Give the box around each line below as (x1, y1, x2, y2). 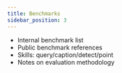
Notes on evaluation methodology (17, 58, 115, 66)
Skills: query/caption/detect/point (17, 50, 114, 59)
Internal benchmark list (17, 35, 84, 44)
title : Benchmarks (7, 10, 61, 17)
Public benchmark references (17, 43, 102, 51)
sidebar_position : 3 (7, 17, 68, 24)
